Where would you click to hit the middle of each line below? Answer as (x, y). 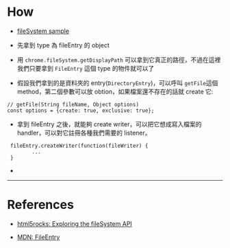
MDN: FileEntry (38, 237)
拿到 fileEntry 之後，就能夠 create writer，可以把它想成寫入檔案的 (109, 124)
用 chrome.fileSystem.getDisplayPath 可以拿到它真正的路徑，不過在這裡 (119, 60)
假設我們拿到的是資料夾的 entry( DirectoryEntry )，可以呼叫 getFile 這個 (117, 82)
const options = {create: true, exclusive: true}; (81, 111)
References (40, 205)
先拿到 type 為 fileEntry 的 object (63, 45)
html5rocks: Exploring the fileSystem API (74, 223)
